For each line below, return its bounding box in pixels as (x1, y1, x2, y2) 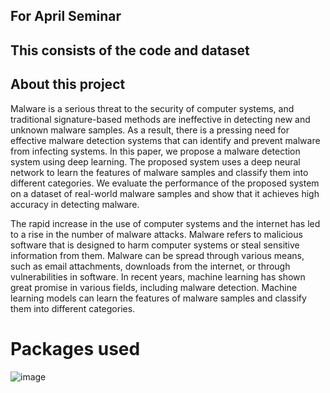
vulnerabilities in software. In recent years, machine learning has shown (10, 270, 306, 283)
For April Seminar (10, 8, 122, 25)
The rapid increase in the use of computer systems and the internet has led (10, 217, 321, 229)
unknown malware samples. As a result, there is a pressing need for (10, 124, 290, 136)
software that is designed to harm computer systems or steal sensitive (10, 239, 300, 251)
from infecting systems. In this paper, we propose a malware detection (10, 145, 301, 157)
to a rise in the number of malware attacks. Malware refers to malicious (10, 228, 303, 240)
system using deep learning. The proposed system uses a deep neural (10, 155, 301, 168)
